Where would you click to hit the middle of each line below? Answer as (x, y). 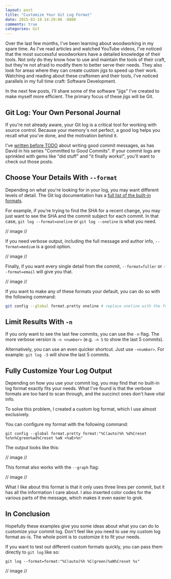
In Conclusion (27, 514)
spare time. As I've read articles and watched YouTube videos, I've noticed (83, 49)
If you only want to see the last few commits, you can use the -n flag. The (82, 334)
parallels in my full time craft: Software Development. (61, 81)
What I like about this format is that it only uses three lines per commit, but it (85, 487)
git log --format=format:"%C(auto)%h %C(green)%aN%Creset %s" (73, 562)
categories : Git (22, 29)
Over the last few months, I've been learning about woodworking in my (79, 43)
